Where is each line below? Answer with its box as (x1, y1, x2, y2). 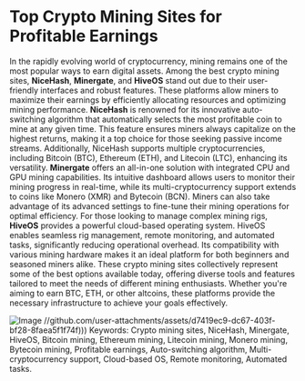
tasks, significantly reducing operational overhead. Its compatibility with (9, 239, 280, 250)
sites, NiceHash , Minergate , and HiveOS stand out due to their (9, 75, 247, 85)
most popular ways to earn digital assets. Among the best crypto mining (9, 65, 280, 76)
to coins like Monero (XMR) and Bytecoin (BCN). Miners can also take (9, 191, 270, 202)
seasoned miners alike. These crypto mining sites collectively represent (9, 258, 279, 269)
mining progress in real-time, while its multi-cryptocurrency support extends (9, 181, 297, 192)
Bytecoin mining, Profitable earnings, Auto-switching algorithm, (9, 344, 248, 355)
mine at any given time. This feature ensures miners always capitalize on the (9, 123, 296, 134)
